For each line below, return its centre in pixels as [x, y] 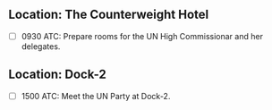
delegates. [41, 46]
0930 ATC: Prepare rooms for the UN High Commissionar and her [142, 36]
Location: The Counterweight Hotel [109, 15]
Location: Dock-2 [57, 75]
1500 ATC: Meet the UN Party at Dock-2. [96, 96]
